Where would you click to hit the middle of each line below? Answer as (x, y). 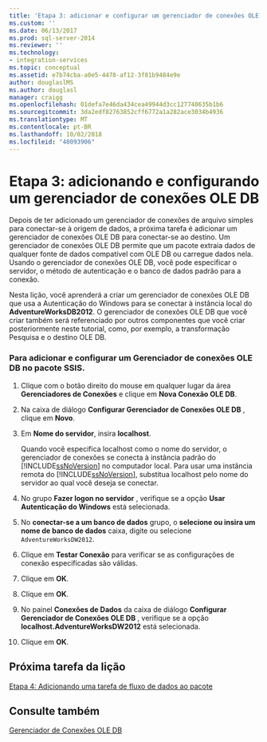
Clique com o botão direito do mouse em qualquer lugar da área (126, 385)
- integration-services (49, 61)
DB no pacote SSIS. (47, 368)
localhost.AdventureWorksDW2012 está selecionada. (110, 626)
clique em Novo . (47, 418)
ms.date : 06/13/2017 (43, 30)
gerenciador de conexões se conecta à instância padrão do (118, 457)
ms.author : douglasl (43, 90)
